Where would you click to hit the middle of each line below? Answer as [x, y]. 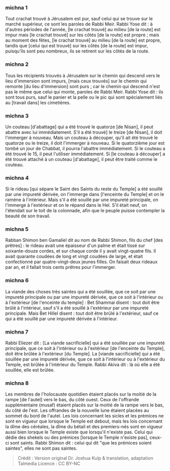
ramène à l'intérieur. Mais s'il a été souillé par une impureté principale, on [82, 200]
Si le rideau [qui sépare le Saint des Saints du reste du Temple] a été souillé [84, 189]
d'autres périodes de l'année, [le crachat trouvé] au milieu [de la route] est [83, 30]
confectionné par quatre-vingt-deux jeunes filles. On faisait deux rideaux [81, 262]
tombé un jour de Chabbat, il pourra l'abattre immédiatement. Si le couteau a [86, 148]
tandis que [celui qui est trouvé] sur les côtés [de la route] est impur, [77, 46]
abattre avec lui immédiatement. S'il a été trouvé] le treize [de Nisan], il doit [84, 132]
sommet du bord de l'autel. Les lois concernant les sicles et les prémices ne [84, 416]
